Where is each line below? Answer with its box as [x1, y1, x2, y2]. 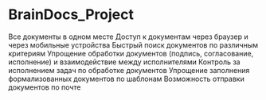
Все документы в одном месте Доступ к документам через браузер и [8, 32, 248, 41]
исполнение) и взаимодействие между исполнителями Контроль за [8, 57, 241, 67]
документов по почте [8, 82, 81, 92]
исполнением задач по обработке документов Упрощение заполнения [8, 65, 250, 75]
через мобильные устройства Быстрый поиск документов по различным [8, 40, 259, 49]
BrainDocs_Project [8, 6, 134, 24]
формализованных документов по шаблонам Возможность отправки [8, 74, 244, 83]
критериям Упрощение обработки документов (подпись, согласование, [8, 48, 254, 58]
